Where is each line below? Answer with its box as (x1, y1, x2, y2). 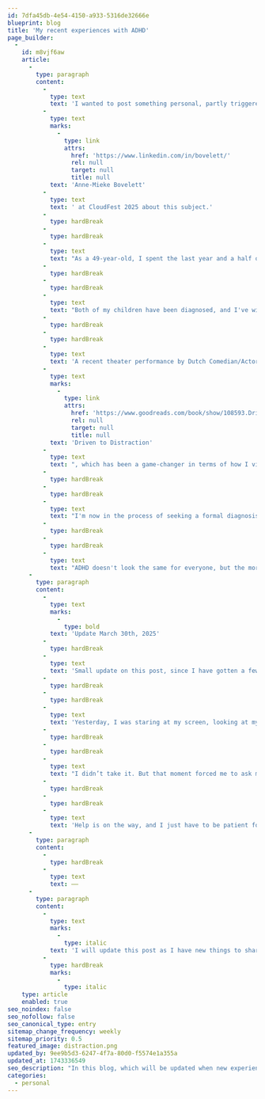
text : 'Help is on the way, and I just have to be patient (49, 821, 248, 830)
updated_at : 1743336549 (7, 1057, 86, 1065)
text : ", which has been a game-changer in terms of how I (49, 461, 248, 469)
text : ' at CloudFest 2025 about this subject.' (49, 203, 214, 211)
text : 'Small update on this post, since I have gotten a (49, 667, 245, 675)
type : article (21, 991, 68, 998)
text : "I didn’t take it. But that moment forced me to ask (49, 770, 252, 778)
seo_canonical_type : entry (7, 1020, 97, 1028)
